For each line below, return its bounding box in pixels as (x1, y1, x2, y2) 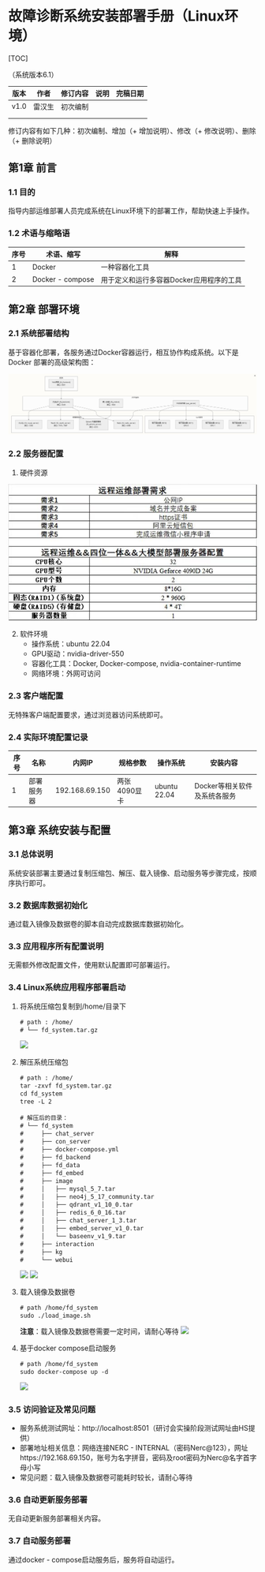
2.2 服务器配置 (8, 448, 64, 459)
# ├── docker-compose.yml (19, 1145, 120, 1153)
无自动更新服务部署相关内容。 (8, 1514, 105, 1523)
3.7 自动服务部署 (8, 1536, 71, 1547)
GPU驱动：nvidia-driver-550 (31, 649, 125, 659)
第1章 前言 (8, 161, 58, 174)
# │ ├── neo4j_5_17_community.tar (19, 1192, 155, 1200)
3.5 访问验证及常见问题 (8, 1404, 96, 1415)
